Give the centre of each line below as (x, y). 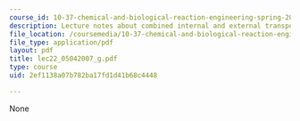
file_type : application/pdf (62, 42)
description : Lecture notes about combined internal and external (135, 26)
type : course (33, 68)
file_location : (37, 34)
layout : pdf (31, 51)
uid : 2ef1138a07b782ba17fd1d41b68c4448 (83, 76)
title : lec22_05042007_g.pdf (63, 59)
